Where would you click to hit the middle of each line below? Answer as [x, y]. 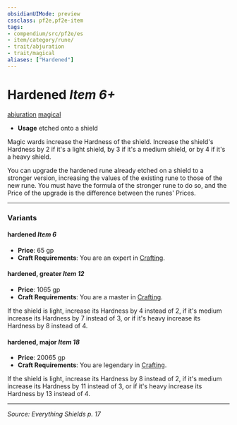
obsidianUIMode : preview [44, 14]
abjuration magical [34, 114]
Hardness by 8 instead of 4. [48, 326]
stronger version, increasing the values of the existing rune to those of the [115, 178]
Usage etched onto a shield [58, 128]
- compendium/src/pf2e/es [45, 34]
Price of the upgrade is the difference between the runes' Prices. [102, 193]
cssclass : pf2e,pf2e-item [45, 20]
